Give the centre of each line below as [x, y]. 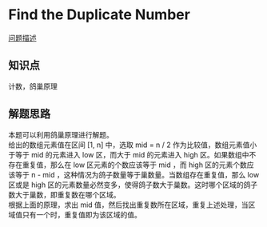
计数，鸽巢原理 [33, 86]
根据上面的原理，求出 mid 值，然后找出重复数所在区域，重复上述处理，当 [129, 205]
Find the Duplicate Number [99, 15]
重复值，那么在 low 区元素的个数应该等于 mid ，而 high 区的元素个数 [135, 165]
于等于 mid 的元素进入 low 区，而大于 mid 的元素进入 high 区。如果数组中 [129, 154]
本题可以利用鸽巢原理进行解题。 [61, 134]
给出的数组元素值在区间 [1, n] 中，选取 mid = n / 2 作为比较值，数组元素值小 [133, 145]
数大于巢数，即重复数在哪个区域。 [64, 194]
